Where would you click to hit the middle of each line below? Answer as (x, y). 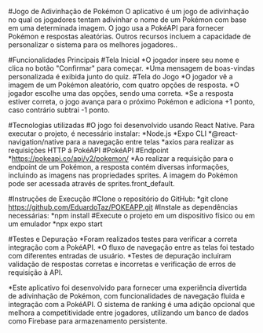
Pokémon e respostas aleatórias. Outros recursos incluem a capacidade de (130, 36)
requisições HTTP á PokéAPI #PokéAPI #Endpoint (88, 150)
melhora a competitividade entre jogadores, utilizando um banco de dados (128, 313)
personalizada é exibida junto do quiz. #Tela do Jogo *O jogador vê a (121, 77)
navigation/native (36, 142)
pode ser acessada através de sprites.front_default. (91, 183)
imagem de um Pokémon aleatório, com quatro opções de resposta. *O (124, 85)
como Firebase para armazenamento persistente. (88, 321)
